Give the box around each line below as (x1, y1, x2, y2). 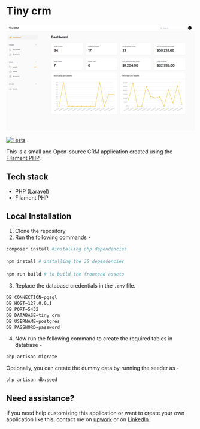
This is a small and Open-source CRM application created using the (6, 148, 173, 155)
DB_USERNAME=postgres (6, 318, 60, 324)
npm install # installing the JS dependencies (6, 259, 125, 265)
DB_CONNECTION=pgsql (6, 294, 58, 300)
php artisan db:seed (6, 376, 58, 383)
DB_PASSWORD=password (6, 324, 60, 330)
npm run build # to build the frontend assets (6, 271, 125, 277)
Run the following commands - (14, 234, 91, 241)
